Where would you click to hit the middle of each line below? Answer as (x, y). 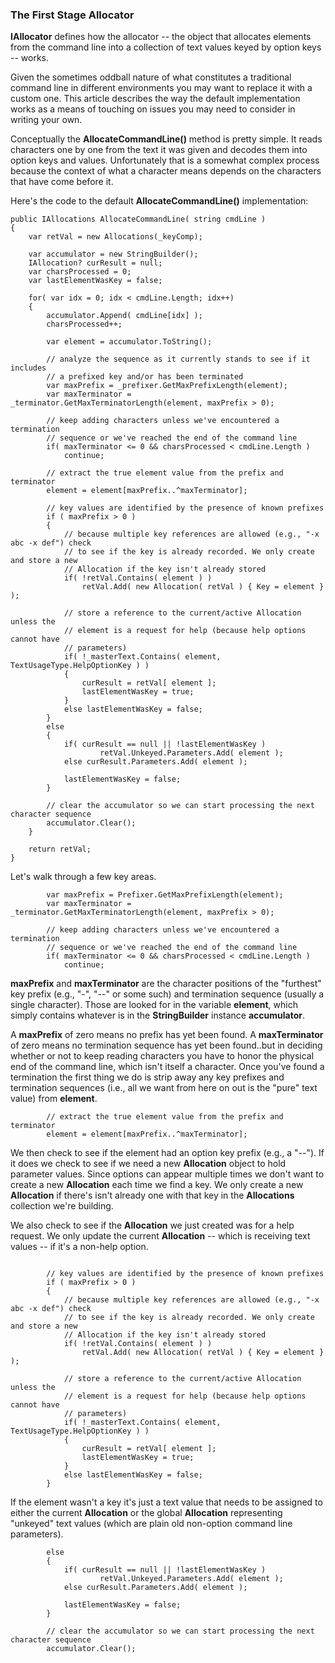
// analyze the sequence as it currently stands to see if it (178, 359)
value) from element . (54, 1099)
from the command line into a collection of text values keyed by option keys (166, 47)
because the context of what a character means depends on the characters (166, 171)
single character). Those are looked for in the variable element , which (154, 1005)
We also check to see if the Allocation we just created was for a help (152, 1225)
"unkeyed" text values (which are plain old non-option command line (151, 1524)
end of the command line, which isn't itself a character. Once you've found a (167, 1067)
